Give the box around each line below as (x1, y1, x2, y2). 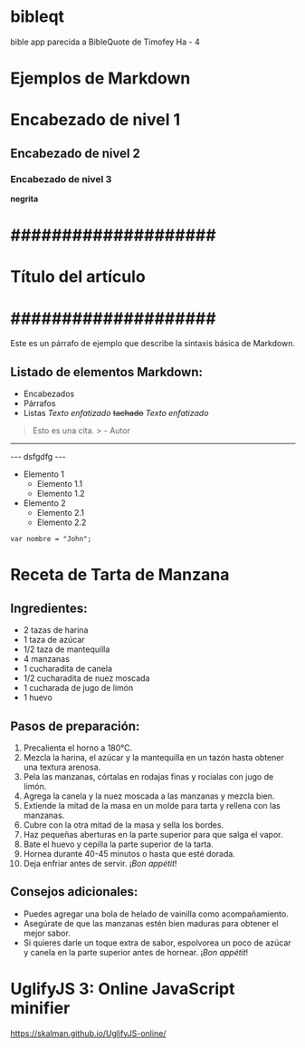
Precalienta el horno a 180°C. (23, 742, 133, 753)
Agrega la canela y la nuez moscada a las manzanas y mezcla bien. (23, 791, 275, 801)
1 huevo (23, 692, 52, 704)
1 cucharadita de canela (23, 664, 112, 674)
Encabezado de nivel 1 (10, 110, 181, 131)
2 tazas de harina (23, 625, 89, 636)
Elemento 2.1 (36, 508, 85, 519)
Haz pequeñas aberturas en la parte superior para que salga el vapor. (23, 829, 283, 839)
